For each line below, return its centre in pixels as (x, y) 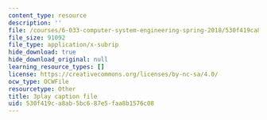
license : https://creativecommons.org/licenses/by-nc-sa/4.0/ (113, 74)
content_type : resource (48, 15)
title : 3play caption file (53, 96)
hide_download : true (43, 52)
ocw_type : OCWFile (39, 81)
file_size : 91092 (37, 37)
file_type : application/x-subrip (64, 45)
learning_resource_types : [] (56, 67)
